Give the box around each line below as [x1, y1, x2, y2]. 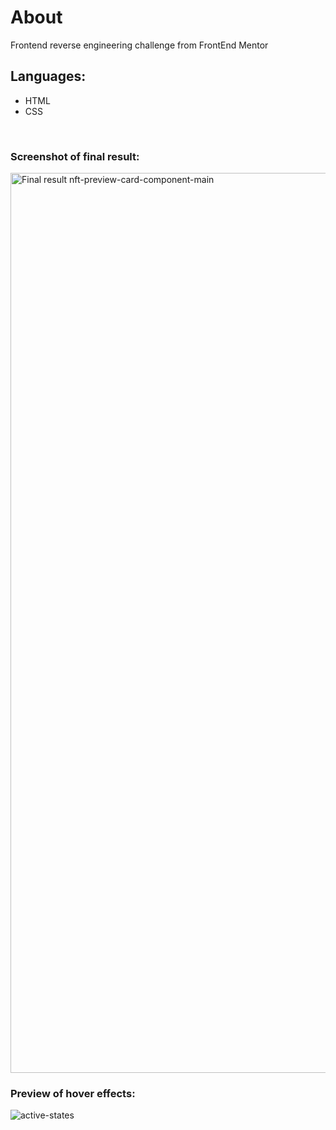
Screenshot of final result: [10, 149, 140, 163]
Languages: [10, 68, 87, 85]
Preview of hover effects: [10, 1086, 136, 1100]
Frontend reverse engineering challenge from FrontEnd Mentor [10, 39, 269, 51]
